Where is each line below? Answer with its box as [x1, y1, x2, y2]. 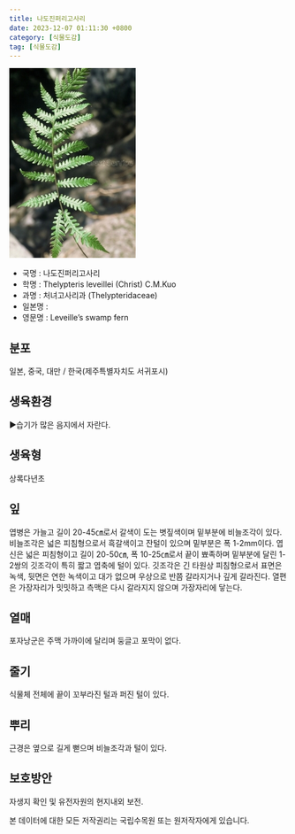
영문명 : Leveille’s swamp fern [21, 313, 129, 323]
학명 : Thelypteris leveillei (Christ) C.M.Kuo [21, 279, 177, 290]
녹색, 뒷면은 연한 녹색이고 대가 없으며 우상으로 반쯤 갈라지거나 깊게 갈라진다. [9, 571, 271, 582]
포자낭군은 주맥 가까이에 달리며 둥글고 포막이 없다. [9, 636, 182, 646]
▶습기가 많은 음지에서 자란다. [9, 419, 111, 429]
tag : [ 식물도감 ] [9, 42, 62, 51]
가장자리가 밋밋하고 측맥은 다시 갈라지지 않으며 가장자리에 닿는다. [18, 582, 243, 592]
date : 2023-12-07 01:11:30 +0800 [9, 23, 132, 33]
